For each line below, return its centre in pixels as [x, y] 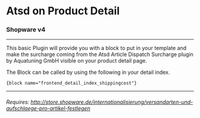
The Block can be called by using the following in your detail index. [88, 72]
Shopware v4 [26, 30]
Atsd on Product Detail [63, 11]
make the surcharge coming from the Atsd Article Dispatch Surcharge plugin [100, 54]
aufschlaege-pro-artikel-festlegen [48, 108]
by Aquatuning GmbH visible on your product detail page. [77, 61]
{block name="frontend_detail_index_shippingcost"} [71, 83]
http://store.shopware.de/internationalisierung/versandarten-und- [112, 102]
